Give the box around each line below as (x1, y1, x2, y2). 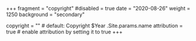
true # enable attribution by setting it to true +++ (6, 28, 123, 35)
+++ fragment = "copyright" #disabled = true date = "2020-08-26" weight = (6, 5, 191, 12)
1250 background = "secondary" (6, 11, 85, 18)
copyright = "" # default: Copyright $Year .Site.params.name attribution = (6, 23, 183, 29)
